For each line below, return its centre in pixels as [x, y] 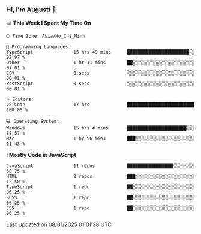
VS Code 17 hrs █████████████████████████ [100, 105]
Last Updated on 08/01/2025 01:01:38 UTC [59, 224]
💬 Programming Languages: [38, 47]
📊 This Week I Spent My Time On [49, 23]
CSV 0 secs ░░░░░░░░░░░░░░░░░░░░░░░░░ [100, 73]
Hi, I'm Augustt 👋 [31, 10]
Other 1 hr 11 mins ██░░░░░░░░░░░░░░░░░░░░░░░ [100, 63]
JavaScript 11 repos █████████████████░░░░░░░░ [100, 166]
